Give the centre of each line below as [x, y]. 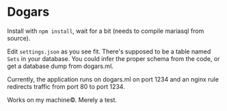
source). [19, 38]
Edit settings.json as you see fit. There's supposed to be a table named [109, 51]
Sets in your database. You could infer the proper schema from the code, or [113, 58]
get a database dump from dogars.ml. [61, 66]
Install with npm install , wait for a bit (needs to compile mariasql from [106, 31]
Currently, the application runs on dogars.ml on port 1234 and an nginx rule [113, 79]
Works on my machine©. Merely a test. [62, 99]
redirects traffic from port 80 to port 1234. [66, 86]
